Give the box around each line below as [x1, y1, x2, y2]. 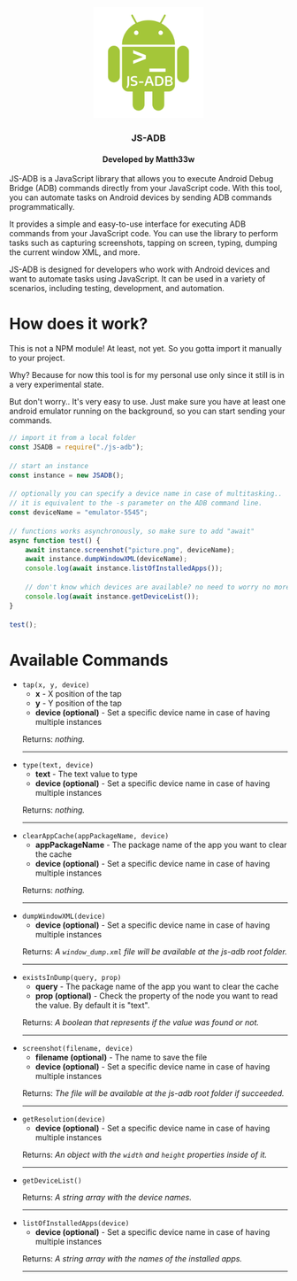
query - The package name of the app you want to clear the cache [34, 981, 279, 992]
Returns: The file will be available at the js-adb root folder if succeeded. [21, 1088, 285, 1099]
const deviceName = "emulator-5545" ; [9, 508, 148, 517]
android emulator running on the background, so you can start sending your [9, 405, 286, 417]
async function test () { [9, 536, 101, 545]
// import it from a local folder [9, 434, 137, 443]
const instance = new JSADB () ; [9, 471, 125, 480]
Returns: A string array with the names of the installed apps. [21, 1254, 243, 1264]
